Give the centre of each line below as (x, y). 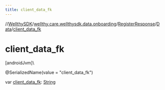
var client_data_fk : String (30, 82)
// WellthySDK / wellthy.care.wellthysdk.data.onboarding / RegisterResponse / (81, 24)
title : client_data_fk (28, 10)
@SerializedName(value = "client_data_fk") (49, 72)
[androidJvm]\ (20, 63)
